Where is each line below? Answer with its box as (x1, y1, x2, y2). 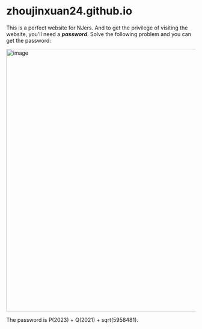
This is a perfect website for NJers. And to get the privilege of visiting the (6, 24, 188, 31)
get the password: (6, 37, 51, 44)
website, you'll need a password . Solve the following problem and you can (6, 30, 191, 37)
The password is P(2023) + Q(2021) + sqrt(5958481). (6, 316, 138, 323)
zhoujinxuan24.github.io (6, 4, 132, 18)
